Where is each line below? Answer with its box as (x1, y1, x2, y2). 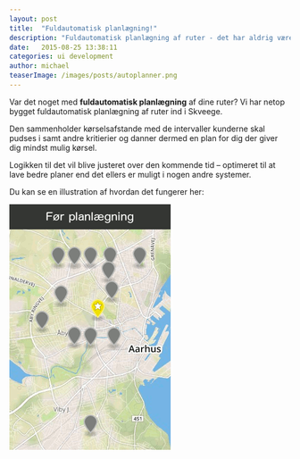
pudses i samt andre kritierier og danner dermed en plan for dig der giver (9, 132, 279, 143)
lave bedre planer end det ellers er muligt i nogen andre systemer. (9, 169, 252, 179)
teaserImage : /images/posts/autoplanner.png (9, 71, 178, 80)
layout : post (9, 14, 58, 23)
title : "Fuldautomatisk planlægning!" (9, 23, 158, 33)
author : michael (9, 62, 70, 71)
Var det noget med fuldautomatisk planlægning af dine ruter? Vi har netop (9, 96, 286, 107)
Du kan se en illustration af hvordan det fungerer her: (9, 186, 204, 196)
